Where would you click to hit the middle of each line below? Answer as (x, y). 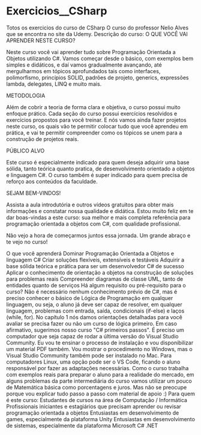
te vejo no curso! (27, 242)
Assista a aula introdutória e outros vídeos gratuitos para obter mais (90, 205)
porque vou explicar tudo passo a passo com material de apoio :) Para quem (100, 394)
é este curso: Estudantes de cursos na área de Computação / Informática (97, 400)
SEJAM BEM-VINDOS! (34, 193)
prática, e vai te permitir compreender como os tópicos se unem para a (94, 133)
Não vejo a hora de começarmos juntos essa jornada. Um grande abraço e (98, 235)
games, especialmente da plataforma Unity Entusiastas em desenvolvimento (100, 419)
